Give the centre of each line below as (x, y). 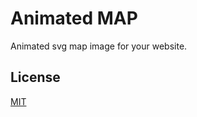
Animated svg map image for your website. (99, 46)
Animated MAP (74, 18)
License (35, 77)
